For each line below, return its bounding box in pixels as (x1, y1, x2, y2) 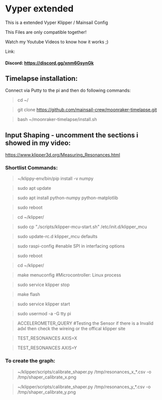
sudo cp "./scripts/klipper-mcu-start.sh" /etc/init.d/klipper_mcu (17, 224, 147, 230)
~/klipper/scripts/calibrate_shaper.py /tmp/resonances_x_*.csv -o (17, 369, 152, 375)
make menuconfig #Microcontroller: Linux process (17, 272, 121, 278)
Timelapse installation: (5, 74, 78, 83)
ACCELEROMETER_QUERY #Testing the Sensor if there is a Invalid (17, 320, 154, 326)
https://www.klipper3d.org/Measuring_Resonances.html (5, 152, 121, 158)
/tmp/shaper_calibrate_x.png (17, 374, 76, 380)
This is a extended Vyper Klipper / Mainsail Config (5, 19, 108, 25)
